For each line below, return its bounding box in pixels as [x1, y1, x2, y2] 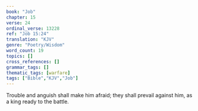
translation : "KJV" [6, 36, 55, 42]
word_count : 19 [6, 48, 44, 54]
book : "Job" [6, 8, 36, 15]
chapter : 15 [6, 14, 36, 20]
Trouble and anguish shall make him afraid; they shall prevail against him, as [6, 92, 193, 99]
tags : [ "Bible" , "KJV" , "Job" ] [6, 75, 78, 81]
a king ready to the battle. [6, 98, 70, 105]
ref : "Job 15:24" [6, 31, 49, 37]
